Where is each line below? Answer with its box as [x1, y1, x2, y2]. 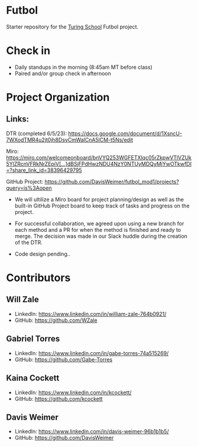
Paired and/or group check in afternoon [14, 69, 111, 77]
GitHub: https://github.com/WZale [14, 317, 98, 324]
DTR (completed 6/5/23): [6, 130, 67, 137]
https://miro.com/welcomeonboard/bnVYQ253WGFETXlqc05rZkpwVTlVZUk [6, 154, 192, 161]
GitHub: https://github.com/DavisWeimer [14, 434, 114, 442]
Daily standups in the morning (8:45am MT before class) [14, 63, 152, 71]
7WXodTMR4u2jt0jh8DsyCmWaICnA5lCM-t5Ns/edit [6, 136, 134, 143]
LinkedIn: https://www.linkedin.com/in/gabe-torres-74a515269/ [14, 349, 169, 356]
